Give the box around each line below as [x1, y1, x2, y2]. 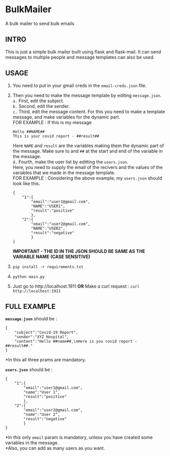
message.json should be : [5, 316, 57, 322]
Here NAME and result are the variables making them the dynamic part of [12, 142, 164, 149]
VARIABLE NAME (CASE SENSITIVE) [12, 253, 90, 260]
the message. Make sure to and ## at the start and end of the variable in [12, 148, 163, 154]
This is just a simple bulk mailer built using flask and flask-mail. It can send [5, 48, 161, 54]
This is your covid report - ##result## [12, 133, 99, 138]
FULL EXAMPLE [5, 302, 56, 311]
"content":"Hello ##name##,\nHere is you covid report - [14, 339, 138, 344]
